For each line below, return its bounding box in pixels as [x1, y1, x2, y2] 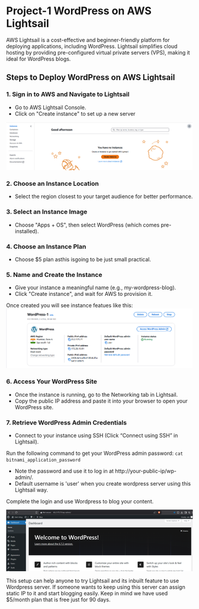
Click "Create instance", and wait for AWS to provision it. [14, 291, 153, 298]
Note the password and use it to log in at [14, 467, 114, 475]
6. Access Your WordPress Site [6, 378, 98, 386]
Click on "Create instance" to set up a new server [14, 110, 136, 117]
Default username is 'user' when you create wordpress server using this [14, 480, 191, 487]
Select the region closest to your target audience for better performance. [14, 193, 193, 200]
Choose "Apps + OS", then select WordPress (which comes [14, 221, 160, 228]
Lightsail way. [14, 486, 49, 493]
